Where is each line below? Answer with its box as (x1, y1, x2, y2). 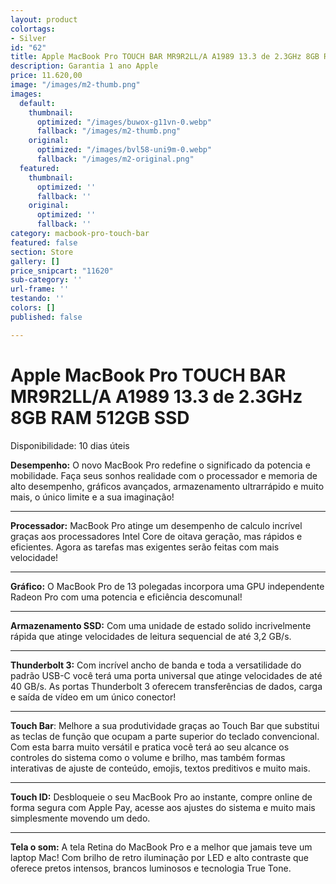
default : (19, 98, 56, 108)
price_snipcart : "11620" (10, 266, 114, 276)
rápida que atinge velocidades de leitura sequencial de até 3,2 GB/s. (10, 630, 292, 642)
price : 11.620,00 (10, 71, 83, 81)
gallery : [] (10, 256, 60, 266)
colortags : (10, 24, 56, 34)
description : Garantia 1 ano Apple (10, 61, 159, 71)
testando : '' (10, 294, 65, 304)
